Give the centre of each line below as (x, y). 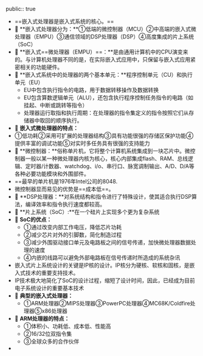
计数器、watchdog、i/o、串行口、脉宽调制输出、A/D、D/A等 (119, 166)
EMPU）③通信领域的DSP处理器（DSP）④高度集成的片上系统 (115, 37)
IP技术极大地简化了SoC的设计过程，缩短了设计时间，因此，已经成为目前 (105, 280)
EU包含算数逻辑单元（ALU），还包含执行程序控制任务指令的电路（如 (108, 98)
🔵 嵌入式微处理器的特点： (46, 128)
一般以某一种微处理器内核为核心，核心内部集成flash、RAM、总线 (107, 158)
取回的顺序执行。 (61, 120)
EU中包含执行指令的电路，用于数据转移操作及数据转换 (91, 90)
